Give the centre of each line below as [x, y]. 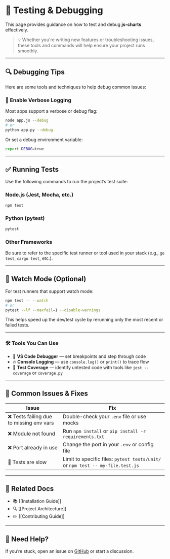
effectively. [17, 29]
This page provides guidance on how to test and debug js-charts [73, 24]
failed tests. [17, 325]
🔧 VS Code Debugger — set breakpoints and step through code [79, 356]
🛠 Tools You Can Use [32, 343]
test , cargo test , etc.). [29, 258]
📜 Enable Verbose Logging [38, 100]
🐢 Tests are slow [27, 462]
